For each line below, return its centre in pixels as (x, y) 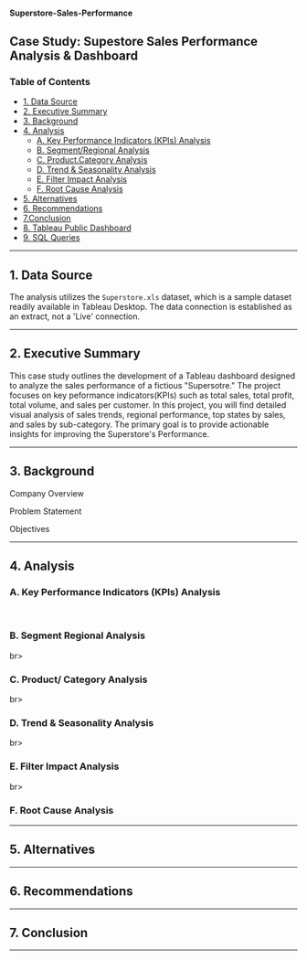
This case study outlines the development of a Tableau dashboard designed (153, 376)
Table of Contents (50, 81)
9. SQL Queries (51, 238)
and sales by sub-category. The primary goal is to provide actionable (139, 424)
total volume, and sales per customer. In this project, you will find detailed (148, 405)
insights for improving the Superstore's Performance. (110, 433)
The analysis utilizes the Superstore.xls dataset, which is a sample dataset (151, 297)
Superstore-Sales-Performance (71, 13)
